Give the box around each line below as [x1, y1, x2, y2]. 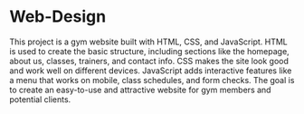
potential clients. [9, 93, 71, 105]
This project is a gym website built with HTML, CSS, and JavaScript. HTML [9, 36, 288, 47]
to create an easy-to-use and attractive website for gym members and [9, 84, 271, 95]
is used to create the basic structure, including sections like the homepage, [9, 45, 290, 56]
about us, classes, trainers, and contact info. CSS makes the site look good [9, 55, 290, 66]
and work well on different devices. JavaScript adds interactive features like [9, 65, 292, 76]
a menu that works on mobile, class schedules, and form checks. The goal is [9, 74, 295, 85]
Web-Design [9, 6, 107, 27]
